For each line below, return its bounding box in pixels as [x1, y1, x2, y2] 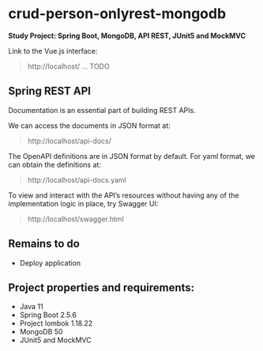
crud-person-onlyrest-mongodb [8, 5, 227, 23]
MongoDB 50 [19, 327, 63, 337]
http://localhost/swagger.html [27, 214, 124, 224]
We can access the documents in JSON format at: [8, 120, 171, 130]
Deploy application [19, 258, 81, 267]
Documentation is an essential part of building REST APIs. [8, 105, 196, 115]
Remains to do [8, 237, 81, 251]
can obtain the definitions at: [8, 160, 101, 169]
